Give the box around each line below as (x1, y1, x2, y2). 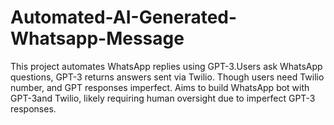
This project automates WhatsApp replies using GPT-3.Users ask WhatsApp (10, 60, 323, 72)
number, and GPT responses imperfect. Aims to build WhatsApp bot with (10, 81, 310, 93)
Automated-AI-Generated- (10, 6, 238, 29)
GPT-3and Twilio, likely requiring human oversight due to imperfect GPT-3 (10, 92, 316, 104)
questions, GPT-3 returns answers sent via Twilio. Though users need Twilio (10, 71, 325, 83)
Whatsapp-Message (10, 27, 185, 50)
